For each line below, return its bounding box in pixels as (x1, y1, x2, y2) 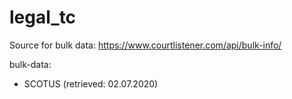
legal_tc (9, 6, 77, 29)
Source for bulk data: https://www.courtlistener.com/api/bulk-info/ (9, 39, 282, 51)
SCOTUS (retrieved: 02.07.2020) (23, 77, 159, 90)
